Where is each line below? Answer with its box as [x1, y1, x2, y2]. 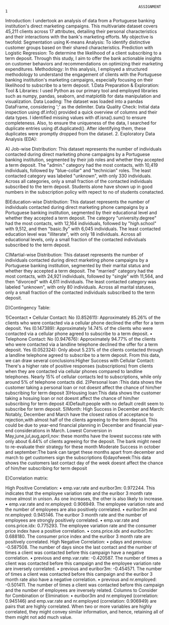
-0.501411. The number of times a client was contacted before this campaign [5, 582, 164, 587]
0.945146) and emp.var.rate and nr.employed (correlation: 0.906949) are [5, 598, 157, 604]
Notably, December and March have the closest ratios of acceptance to [5, 412, 154, 417]
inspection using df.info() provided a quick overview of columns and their [5, 109, 157, 115]
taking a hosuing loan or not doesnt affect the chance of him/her [5, 395, 140, 401]
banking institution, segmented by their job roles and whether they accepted [5, 157, 164, 163]
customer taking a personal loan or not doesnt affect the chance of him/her [5, 385, 162, 390]
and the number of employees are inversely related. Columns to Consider [5, 587, 158, 593]
